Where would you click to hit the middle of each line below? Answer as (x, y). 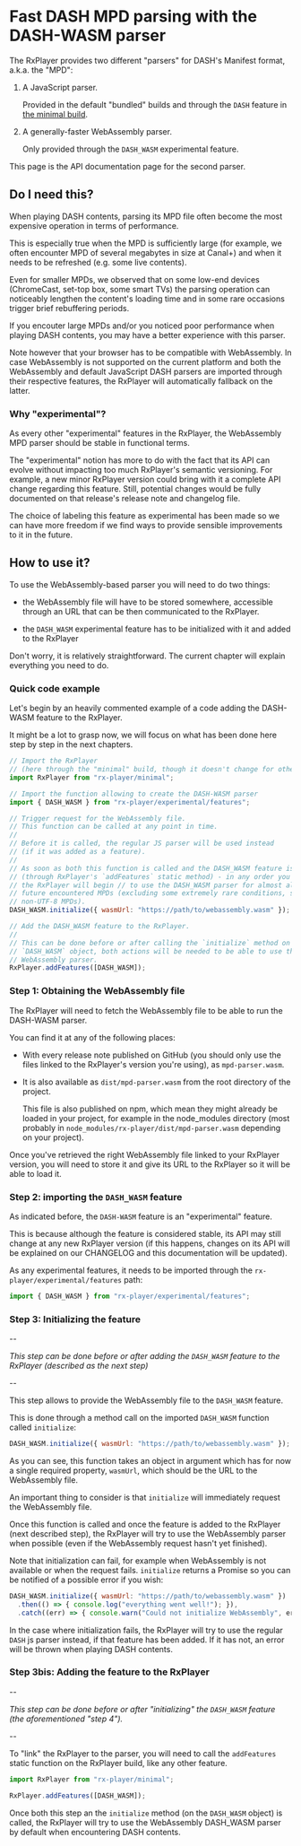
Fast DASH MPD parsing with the (133, 17)
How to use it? (50, 563)
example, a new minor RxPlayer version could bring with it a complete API (145, 479)
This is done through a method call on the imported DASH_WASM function (139, 1418)
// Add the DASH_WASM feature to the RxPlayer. (100, 927)
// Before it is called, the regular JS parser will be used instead (142, 844)
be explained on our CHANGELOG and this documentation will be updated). (149, 1252)
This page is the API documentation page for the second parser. (128, 166)
